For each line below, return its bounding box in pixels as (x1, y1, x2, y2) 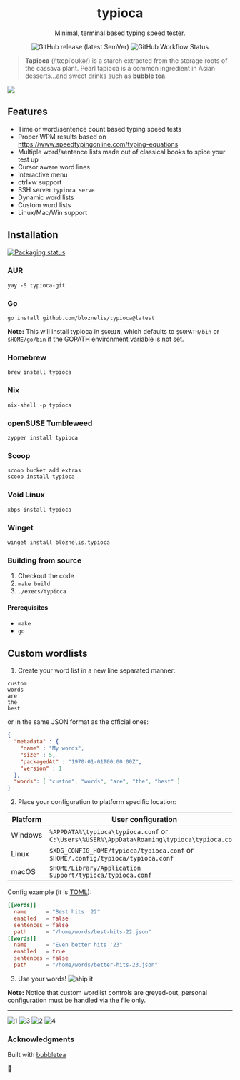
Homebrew (7, 352, 46, 362)
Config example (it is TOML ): (7, 888, 92, 896)
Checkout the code (17, 572, 75, 580)
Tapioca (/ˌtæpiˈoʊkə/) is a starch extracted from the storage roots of (24, 56, 228, 65)
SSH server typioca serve (17, 185, 95, 194)
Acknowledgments (7, 1034, 75, 1044)
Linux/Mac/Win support (17, 208, 88, 217)
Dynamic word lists (17, 193, 74, 202)
